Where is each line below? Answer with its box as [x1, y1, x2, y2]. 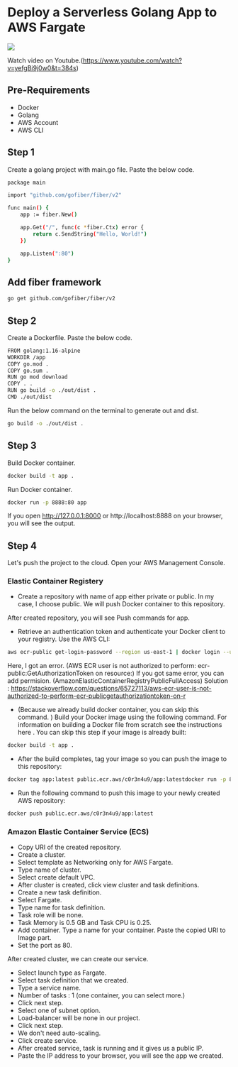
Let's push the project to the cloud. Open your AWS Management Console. [7, 559, 225, 567]
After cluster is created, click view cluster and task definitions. [17, 881, 200, 890]
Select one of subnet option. [17, 1006, 101, 1015]
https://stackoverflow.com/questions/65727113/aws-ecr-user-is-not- [10, 684, 212, 693]
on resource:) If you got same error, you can [95, 669, 225, 678]
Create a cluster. [17, 850, 66, 859]
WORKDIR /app [7, 354, 46, 361]
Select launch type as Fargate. [17, 968, 107, 977]
